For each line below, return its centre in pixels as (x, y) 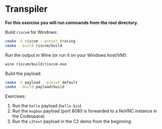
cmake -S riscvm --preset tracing (40, 41)
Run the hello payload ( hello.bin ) (47, 106)
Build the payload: (23, 73)
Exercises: (15, 96)
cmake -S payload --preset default (41, 82)
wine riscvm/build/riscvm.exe (36, 64)
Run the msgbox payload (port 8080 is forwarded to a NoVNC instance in (85, 111)
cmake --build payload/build (35, 87)
